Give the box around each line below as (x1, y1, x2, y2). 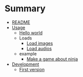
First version (19, 66, 45, 72)
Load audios (26, 45, 52, 51)
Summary (4, 3, 45, 14)
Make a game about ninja (26, 56, 78, 62)
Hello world (19, 30, 43, 36)
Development (11, 61, 40, 67)
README (11, 19, 31, 25)
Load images (26, 40, 53, 46)
